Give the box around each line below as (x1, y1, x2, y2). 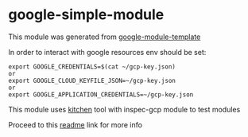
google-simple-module (8, 6, 165, 24)
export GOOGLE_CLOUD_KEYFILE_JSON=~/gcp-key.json (8, 76, 176, 84)
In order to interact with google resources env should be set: (8, 47, 207, 57)
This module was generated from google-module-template (8, 32, 201, 41)
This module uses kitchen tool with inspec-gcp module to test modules (8, 104, 241, 114)
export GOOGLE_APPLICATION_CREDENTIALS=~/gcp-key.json (8, 90, 194, 99)
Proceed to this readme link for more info (8, 119, 143, 129)
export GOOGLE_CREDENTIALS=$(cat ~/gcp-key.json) (8, 62, 176, 71)
